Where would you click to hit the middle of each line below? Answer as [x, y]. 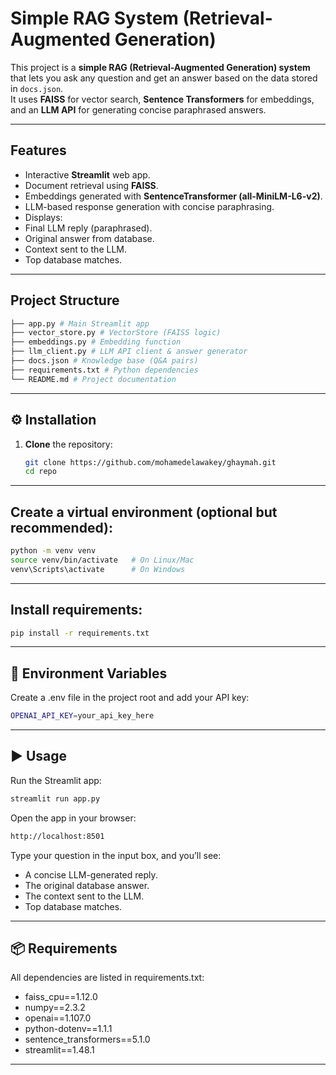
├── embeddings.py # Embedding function [96, 342]
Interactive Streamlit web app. [87, 174]
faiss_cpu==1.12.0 [61, 997]
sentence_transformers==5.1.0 [87, 1039]
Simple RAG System [94, 18]
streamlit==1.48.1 [59, 1050]
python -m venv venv [53, 551]
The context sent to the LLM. [84, 896]
